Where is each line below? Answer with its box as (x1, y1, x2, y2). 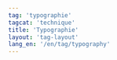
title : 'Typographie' (8, 26, 79, 34)
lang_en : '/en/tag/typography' (8, 41, 111, 48)
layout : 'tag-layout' (8, 33, 79, 41)
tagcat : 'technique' (8, 19, 76, 26)
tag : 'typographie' (8, 11, 72, 19)
